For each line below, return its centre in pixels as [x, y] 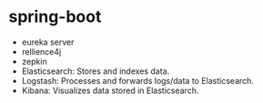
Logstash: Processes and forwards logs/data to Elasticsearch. [137, 80]
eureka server [48, 42]
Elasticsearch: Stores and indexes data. [96, 71]
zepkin [34, 61]
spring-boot [55, 17]
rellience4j [41, 51]
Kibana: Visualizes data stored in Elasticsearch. [110, 90]
